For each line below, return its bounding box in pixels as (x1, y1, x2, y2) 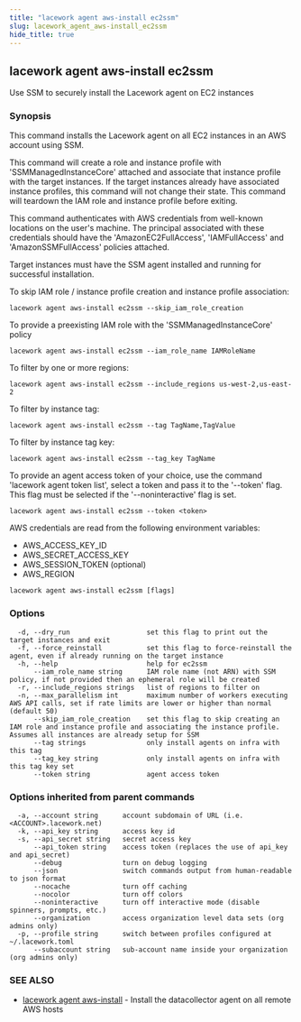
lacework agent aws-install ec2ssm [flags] (9, 586, 176, 595)
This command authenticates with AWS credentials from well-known (9, 213, 264, 224)
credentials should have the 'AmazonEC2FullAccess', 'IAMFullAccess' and (9, 232, 284, 244)
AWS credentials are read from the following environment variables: (9, 522, 260, 533)
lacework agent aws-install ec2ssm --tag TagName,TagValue (9, 421, 236, 430)
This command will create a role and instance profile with (9, 157, 222, 168)
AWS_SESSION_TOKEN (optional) (22, 559, 147, 570)
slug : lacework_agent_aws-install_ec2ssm (9, 22, 168, 31)
